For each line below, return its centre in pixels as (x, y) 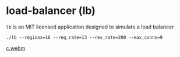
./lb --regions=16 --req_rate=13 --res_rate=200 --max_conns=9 (84, 37)
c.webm (16, 48)
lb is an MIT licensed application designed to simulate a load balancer (90, 27)
